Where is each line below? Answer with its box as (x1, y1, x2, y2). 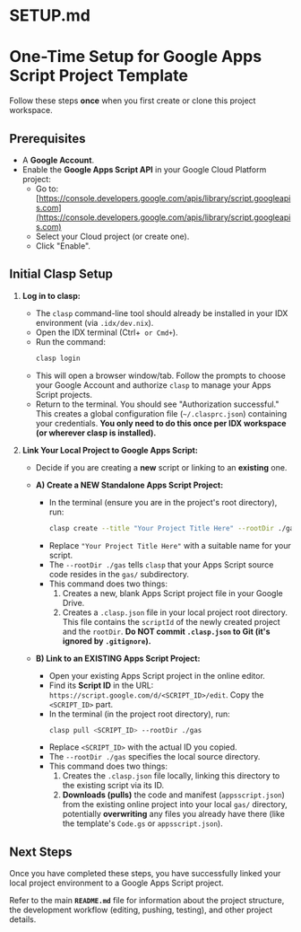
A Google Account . (21, 154, 95, 165)
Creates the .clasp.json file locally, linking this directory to (62, 770, 280, 781)
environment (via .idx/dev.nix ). (35, 317, 154, 328)
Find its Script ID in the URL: (48, 680, 154, 690)
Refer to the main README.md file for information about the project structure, (9, 895, 285, 906)
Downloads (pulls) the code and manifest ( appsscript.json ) (62, 789, 285, 800)
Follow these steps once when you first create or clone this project (9, 95, 256, 106)
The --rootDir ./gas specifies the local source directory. (48, 752, 261, 762)
